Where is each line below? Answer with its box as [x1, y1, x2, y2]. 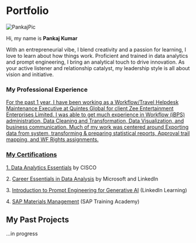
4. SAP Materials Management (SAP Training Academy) [6, 197, 140, 205]
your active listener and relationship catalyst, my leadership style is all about [6, 64, 190, 71]
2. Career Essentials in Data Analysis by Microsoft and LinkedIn [6, 175, 159, 182]
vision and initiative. [6, 71, 54, 78]
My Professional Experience [6, 85, 88, 93]
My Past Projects [6, 214, 69, 224]
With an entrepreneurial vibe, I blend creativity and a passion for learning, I [6, 46, 186, 53]
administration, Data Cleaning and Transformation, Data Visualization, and [6, 117, 184, 124]
